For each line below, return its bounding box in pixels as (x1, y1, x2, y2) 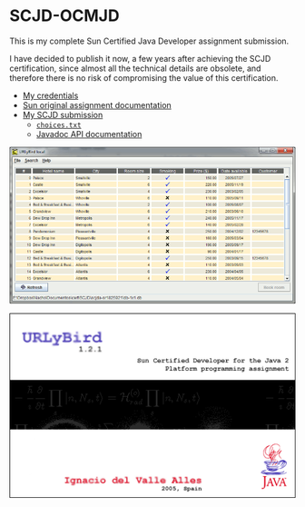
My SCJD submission (22, 109, 103, 120)
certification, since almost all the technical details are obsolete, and (9, 63, 261, 74)
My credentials (22, 90, 79, 101)
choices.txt (35, 120, 82, 130)
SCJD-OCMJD (9, 5, 120, 26)
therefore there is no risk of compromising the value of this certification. (9, 72, 279, 83)
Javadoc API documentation (35, 128, 143, 139)
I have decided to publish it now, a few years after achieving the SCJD (9, 53, 271, 64)
